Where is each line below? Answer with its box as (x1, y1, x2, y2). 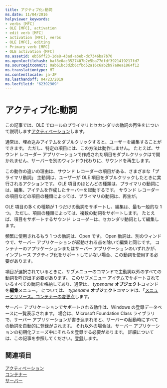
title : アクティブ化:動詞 (5, 7, 53, 12)
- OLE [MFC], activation (5, 26, 57, 31)
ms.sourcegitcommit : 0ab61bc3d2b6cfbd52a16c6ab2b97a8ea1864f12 (5, 63, 140, 68)
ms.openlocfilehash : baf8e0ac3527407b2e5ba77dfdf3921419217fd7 (5, 58, 140, 63)
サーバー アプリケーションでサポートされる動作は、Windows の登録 (5, 304, 145, 310)
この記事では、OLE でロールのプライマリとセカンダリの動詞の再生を (5, 122, 146, 128)
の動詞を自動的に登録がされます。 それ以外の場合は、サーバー (5, 323, 133, 329)
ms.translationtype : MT (5, 68, 55, 73)
